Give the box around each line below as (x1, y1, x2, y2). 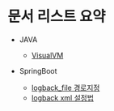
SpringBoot (19, 66, 57, 75)
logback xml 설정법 (31, 92, 95, 102)
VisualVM (31, 50, 64, 60)
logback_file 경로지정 (31, 83, 100, 92)
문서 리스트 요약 (7, 7, 106, 26)
